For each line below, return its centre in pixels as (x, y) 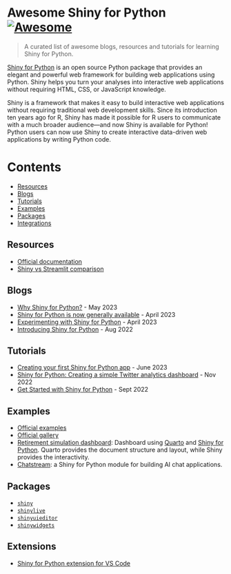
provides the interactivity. (53, 457)
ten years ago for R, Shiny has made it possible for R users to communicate (114, 117)
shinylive (31, 510)
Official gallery (38, 435)
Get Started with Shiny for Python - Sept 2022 (83, 390)
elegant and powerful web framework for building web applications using (111, 75)
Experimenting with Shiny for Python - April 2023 (87, 322)
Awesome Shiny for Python (87, 13)
